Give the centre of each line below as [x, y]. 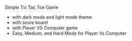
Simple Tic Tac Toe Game [32, 7]
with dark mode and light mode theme [52, 17]
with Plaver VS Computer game [45, 28]
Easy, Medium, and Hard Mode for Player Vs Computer [69, 33]
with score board [30, 23]
